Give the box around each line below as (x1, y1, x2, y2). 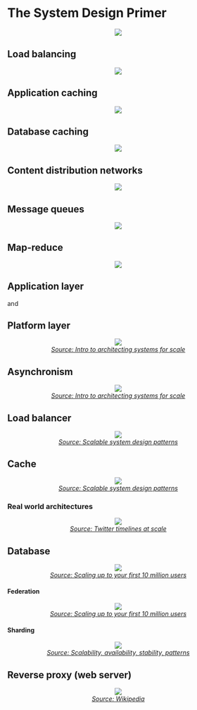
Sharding (7, 625, 35, 634)
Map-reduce (7, 242, 63, 254)
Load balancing (7, 48, 77, 61)
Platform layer (7, 319, 70, 332)
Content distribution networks (7, 164, 143, 176)
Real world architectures (7, 501, 94, 511)
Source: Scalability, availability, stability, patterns (46, 649, 190, 657)
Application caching (7, 87, 98, 99)
